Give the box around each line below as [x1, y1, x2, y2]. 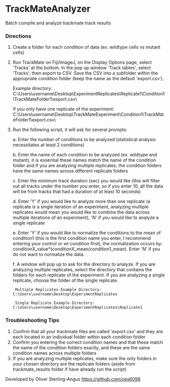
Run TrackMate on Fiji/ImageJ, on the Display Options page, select [12, 59, 152, 66]
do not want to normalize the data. [12, 251, 85, 257]
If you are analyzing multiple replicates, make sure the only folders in [12, 355, 157, 361]
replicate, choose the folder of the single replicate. [12, 277, 118, 283]
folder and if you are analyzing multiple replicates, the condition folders [12, 163, 162, 169]
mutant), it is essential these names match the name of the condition [12, 157, 156, 163]
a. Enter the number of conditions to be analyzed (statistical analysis [12, 137, 156, 143]
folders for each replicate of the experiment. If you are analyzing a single [12, 272, 165, 278]
